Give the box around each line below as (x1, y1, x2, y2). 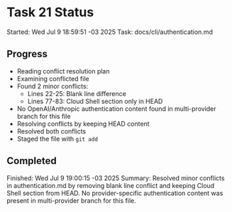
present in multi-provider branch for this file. (6, 196, 136, 205)
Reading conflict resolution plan (16, 66, 110, 75)
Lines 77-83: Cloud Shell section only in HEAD (27, 97, 163, 105)
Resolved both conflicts (16, 126, 87, 135)
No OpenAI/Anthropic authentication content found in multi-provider (16, 104, 217, 113)
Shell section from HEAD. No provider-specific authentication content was (6, 189, 223, 197)
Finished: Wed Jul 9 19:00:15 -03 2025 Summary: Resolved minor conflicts (6, 174, 225, 182)
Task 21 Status (6, 4, 94, 20)
